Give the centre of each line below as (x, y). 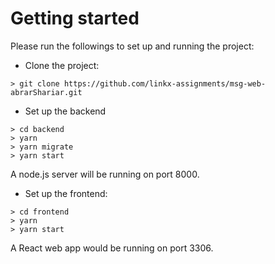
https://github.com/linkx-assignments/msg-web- (165, 83)
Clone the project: (62, 65)
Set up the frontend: (66, 193)
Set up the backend (65, 111)
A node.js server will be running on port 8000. (105, 174)
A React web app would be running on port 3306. (112, 248)
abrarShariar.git (46, 92)
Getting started (75, 18)
